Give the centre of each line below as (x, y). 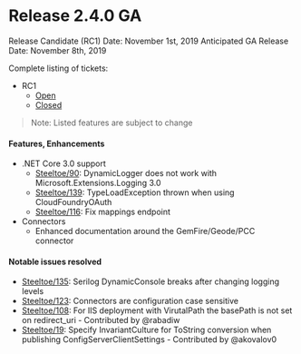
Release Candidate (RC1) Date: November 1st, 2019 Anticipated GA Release (149, 41)
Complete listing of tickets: (58, 68)
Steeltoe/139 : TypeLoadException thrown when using (135, 192)
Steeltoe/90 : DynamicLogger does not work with (126, 173)
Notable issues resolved (55, 261)
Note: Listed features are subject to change (112, 123)
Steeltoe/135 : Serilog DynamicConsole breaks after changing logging (150, 281)
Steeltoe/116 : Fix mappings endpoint (103, 212)
